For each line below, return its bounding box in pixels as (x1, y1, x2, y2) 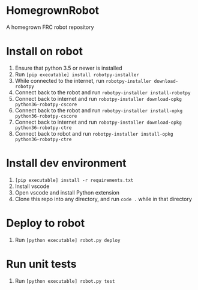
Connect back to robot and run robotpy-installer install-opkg (14, 130, 173, 137)
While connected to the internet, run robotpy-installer (14, 77, 152, 84)
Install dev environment (6, 157, 127, 170)
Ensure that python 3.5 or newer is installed (14, 64, 122, 71)
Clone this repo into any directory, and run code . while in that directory (14, 195, 192, 202)
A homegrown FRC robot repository (6, 23, 94, 31)
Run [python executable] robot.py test (14, 277, 115, 284)
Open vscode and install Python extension (14, 189, 120, 196)
